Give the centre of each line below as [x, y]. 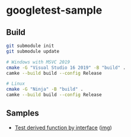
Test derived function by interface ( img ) [63, 128]
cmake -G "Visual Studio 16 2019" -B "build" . [66, 68]
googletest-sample [54, 10]
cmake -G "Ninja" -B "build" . [45, 90]
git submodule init [30, 46]
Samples [23, 113]
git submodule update [33, 51]
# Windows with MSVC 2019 [38, 62]
